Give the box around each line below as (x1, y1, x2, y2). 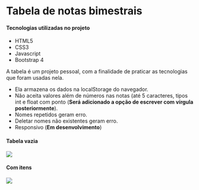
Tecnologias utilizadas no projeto (6, 24, 90, 31)
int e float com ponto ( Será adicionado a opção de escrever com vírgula (14, 98, 194, 105)
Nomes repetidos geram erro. (14, 111, 87, 119)
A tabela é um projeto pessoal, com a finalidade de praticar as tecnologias (6, 68, 188, 75)
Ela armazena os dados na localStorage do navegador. (14, 86, 149, 93)
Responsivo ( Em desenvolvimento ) (14, 124, 102, 131)
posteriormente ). (14, 105, 58, 112)
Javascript (14, 50, 41, 57)
